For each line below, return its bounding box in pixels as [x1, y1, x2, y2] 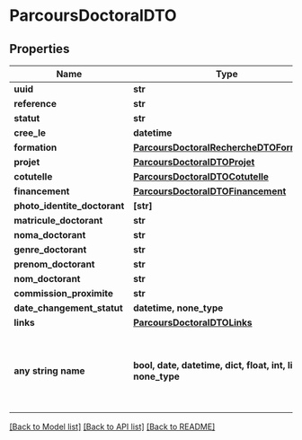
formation [13, 141, 58, 154]
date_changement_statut [13, 302, 123, 314]
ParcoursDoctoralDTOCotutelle [133, 171, 270, 182]
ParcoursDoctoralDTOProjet [133, 156, 255, 168]
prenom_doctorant [13, 258, 95, 270]
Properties [9, 41, 70, 57]
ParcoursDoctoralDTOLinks [133, 316, 253, 329]
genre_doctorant [13, 243, 87, 256]
